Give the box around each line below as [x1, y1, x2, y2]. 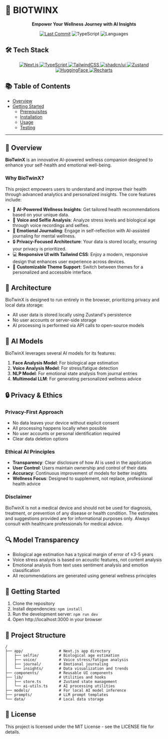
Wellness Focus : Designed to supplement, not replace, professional [12, 475, 153, 481]
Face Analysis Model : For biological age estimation [12, 360, 119, 366]
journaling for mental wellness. [12, 232, 76, 239]
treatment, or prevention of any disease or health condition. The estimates [5, 510, 158, 516]
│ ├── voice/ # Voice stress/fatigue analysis [5, 657, 128, 662]
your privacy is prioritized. [12, 245, 66, 251]
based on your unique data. [12, 211, 69, 217]
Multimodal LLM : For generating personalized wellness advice [12, 376, 141, 382]
